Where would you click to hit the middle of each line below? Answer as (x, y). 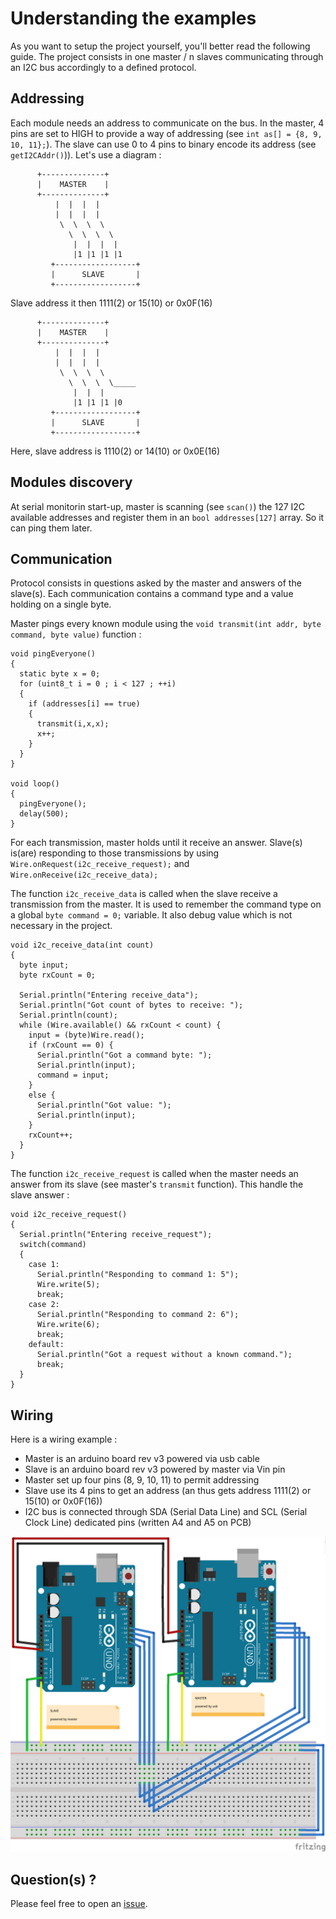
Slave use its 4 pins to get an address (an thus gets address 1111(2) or (168, 1491)
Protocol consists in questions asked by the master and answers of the (156, 583)
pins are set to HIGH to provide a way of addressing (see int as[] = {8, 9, (166, 133)
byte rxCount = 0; (58, 975)
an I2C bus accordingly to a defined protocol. (103, 67)
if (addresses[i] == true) (84, 704)
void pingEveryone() (53, 654)
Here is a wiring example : (64, 1439)
